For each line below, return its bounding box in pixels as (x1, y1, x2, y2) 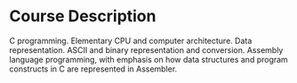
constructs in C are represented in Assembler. (9, 64, 178, 74)
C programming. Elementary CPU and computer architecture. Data (9, 35, 253, 46)
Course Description (9, 6, 157, 26)
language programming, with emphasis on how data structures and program (9, 54, 289, 64)
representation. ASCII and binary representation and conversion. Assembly (9, 44, 284, 55)
